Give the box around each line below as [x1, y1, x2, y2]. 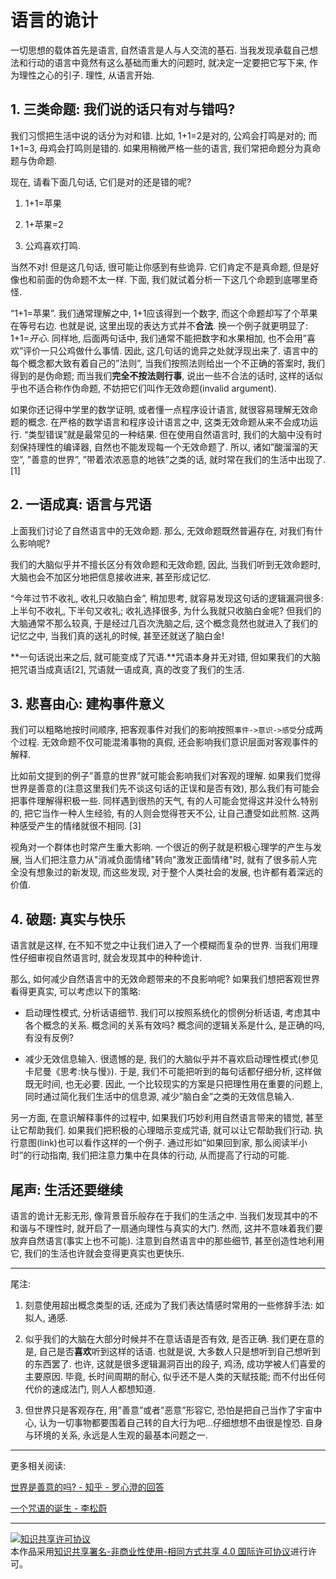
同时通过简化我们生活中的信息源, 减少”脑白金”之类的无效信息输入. [24, 1091, 295, 1103]
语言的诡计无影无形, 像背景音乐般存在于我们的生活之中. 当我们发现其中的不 [10, 1210, 318, 1221]
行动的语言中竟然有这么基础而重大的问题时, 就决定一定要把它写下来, [27, 56, 308, 68]
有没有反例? [24, 1032, 74, 1044]
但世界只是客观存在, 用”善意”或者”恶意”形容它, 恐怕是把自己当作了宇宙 [24, 1404, 314, 1416]
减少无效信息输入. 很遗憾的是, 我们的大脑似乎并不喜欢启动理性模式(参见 [24, 1053, 319, 1065]
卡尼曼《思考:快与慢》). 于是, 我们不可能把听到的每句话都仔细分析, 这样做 [24, 1066, 322, 1078]
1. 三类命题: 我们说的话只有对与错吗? [10, 101, 236, 118]
